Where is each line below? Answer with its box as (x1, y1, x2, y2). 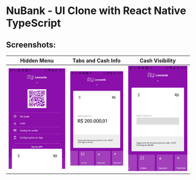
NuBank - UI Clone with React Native (6, 4, 187, 18)
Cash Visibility (139, 57, 176, 64)
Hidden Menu (20, 57, 54, 64)
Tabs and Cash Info (72, 57, 121, 64)
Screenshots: (6, 40, 57, 50)
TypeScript (6, 16, 61, 30)
